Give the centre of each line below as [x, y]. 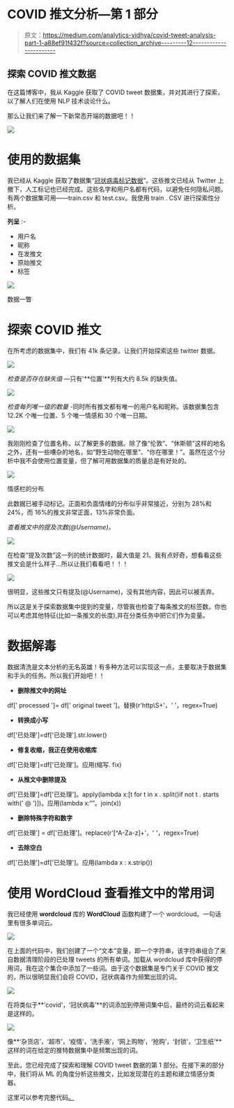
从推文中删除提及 [42, 779]
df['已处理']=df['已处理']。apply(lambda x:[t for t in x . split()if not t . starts [113, 794]
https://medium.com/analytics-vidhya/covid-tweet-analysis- [130, 35]
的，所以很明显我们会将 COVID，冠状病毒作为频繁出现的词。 [94, 977]
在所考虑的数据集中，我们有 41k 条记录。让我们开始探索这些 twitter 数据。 [113, 351]
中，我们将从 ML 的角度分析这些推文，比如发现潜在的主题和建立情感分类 [111, 1074]
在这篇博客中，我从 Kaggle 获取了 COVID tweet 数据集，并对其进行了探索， [116, 92]
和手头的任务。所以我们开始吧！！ [56, 676]
